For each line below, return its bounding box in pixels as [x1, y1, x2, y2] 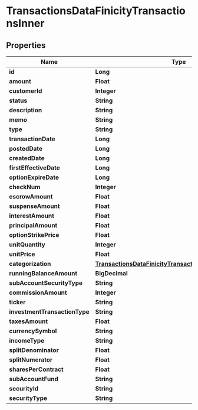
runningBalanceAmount [9, 269, 78, 277]
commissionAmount [9, 288, 67, 297]
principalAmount [9, 222, 58, 229]
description [9, 106, 42, 114]
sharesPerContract [9, 365, 64, 373]
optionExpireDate [9, 173, 60, 181]
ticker [9, 298, 26, 306]
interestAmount [9, 211, 55, 220]
